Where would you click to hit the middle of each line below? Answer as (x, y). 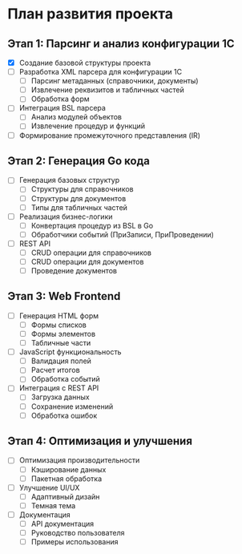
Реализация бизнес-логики (66, 216)
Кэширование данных (69, 469)
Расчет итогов (56, 370)
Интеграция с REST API (59, 388)
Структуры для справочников (82, 189)
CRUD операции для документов (87, 261)
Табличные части (61, 343)
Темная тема (53, 505)
